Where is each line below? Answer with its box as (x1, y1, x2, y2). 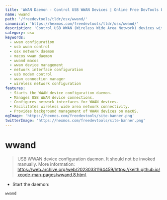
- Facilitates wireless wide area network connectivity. (9, 104, 130, 109)
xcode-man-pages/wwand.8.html (17, 172, 86, 178)
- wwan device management (9, 63, 64, 67)
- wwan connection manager (9, 76, 66, 81)
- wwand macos (9, 58, 39, 63)
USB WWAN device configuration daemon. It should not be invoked (17, 156, 156, 162)
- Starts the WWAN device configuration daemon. (9, 90, 112, 95)
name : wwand (5, 12, 30, 17)
